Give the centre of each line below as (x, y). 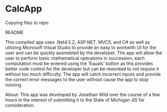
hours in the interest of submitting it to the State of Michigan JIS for (75, 100)
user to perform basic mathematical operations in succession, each (75, 58)
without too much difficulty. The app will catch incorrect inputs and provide (83, 74)
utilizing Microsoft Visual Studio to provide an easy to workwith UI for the (81, 47)
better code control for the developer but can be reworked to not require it (82, 69)
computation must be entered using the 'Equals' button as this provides (79, 63)
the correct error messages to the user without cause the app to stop (77, 79)
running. (14, 85)
